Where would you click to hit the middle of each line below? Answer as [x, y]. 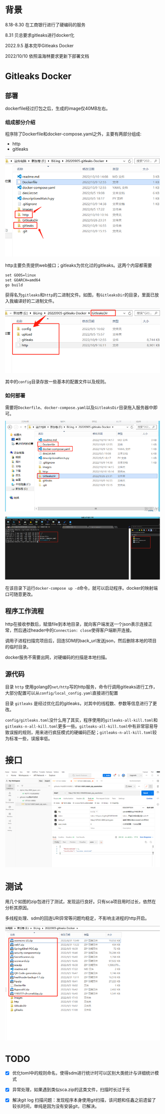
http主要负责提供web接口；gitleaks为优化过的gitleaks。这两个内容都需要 [79, 265]
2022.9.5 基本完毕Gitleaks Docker [40, 45]
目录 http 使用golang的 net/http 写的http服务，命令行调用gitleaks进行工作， [82, 687]
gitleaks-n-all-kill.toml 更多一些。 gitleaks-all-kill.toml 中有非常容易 [79, 726]
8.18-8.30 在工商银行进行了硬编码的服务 [45, 25]
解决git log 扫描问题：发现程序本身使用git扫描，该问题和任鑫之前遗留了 [84, 1100]
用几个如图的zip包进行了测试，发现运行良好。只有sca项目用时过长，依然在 [81, 901]
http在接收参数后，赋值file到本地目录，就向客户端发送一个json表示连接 [77, 624]
